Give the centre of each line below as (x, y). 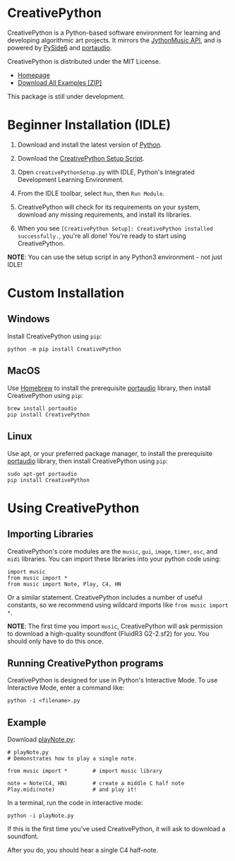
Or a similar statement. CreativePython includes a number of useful (105, 597)
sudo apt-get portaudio (42, 474)
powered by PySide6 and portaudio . (60, 47)
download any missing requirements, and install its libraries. (104, 215)
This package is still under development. (66, 96)
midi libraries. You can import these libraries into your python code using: (114, 559)
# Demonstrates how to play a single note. (72, 759)
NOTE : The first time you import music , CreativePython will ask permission (115, 626)
